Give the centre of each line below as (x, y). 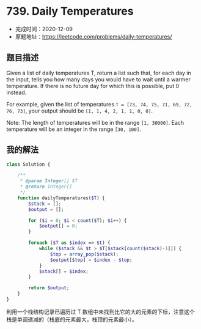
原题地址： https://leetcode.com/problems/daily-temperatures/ (93, 36)
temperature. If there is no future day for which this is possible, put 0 (93, 86)
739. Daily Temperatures (70, 11)
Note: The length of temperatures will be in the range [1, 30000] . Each (95, 122)
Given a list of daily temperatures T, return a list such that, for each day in (99, 73)
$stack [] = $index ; (64, 271)
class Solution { (28, 164)
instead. (16, 92)
